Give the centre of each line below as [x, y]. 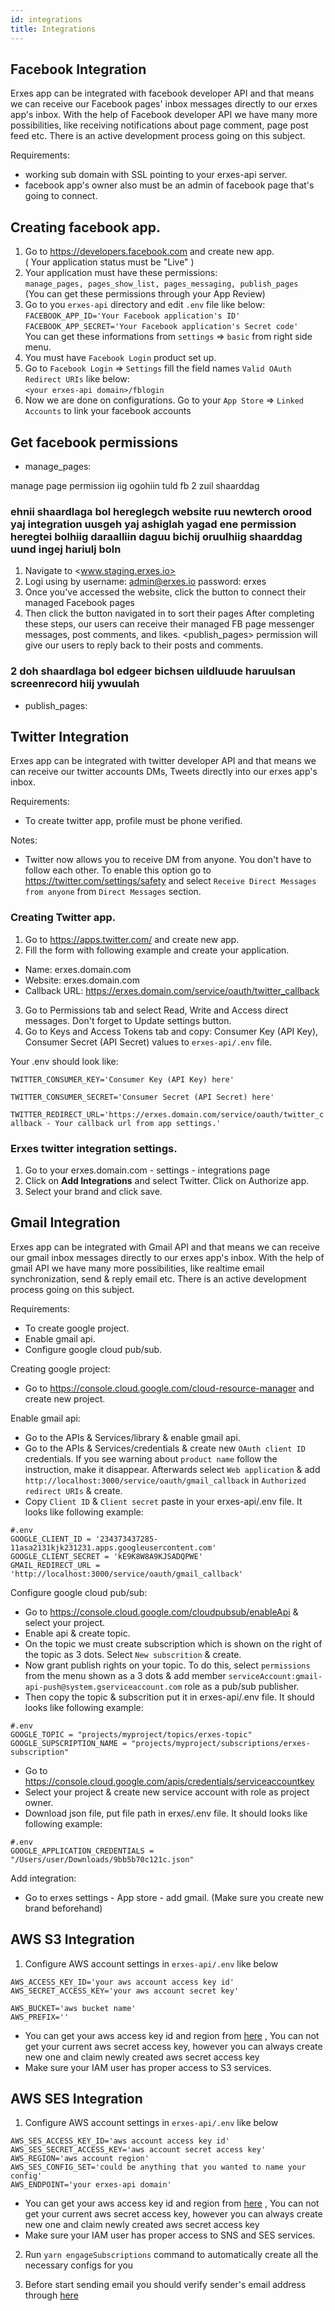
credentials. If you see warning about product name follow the [151, 1458]
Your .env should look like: [64, 1061]
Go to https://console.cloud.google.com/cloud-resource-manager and [169, 1388]
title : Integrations [53, 29]
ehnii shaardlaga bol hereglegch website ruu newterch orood [161, 511]
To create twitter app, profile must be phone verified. [133, 821]
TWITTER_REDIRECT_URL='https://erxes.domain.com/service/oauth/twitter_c [167, 1114]
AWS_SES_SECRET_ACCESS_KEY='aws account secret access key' [138, 2150]
